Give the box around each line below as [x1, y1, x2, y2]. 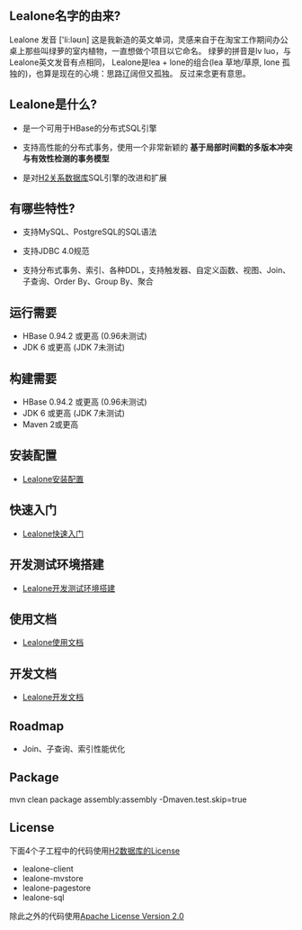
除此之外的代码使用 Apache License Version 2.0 [9, 910, 184, 921]
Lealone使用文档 [22, 637, 84, 648]
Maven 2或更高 [22, 419, 79, 430]
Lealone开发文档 [22, 692, 84, 703]
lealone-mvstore [22, 872, 84, 883]
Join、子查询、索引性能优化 [22, 743, 126, 754]
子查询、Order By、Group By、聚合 [22, 276, 155, 287]
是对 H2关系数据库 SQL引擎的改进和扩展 [22, 172, 168, 183]
